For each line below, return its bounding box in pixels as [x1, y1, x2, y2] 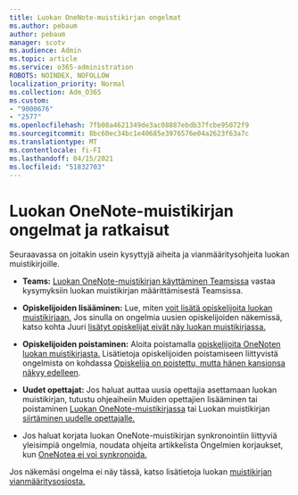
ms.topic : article [9, 54, 78, 63]
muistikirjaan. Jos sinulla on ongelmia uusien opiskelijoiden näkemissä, [21, 312, 283, 323]
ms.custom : [9, 95, 50, 105]
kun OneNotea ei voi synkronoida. [21, 450, 147, 460]
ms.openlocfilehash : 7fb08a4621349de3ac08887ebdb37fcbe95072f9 [9, 121, 250, 130]
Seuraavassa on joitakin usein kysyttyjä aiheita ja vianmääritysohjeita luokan [9, 249, 290, 260]
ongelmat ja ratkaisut [9, 219, 170, 240]
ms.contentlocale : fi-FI [9, 145, 102, 154]
